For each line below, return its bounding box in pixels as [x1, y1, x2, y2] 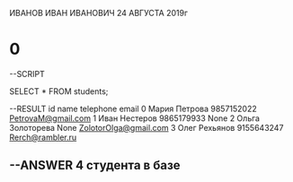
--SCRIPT [9, 68, 45, 79]
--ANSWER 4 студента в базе [9, 158, 182, 173]
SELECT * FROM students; [9, 85, 109, 97]
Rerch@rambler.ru [9, 132, 77, 143]
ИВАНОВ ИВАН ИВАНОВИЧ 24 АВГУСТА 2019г [9, 8, 189, 18]
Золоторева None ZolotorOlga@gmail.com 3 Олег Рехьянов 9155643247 [9, 122, 284, 133]
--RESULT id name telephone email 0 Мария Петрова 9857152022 [9, 103, 258, 114]
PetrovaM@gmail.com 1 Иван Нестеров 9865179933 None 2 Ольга [9, 112, 261, 124]
